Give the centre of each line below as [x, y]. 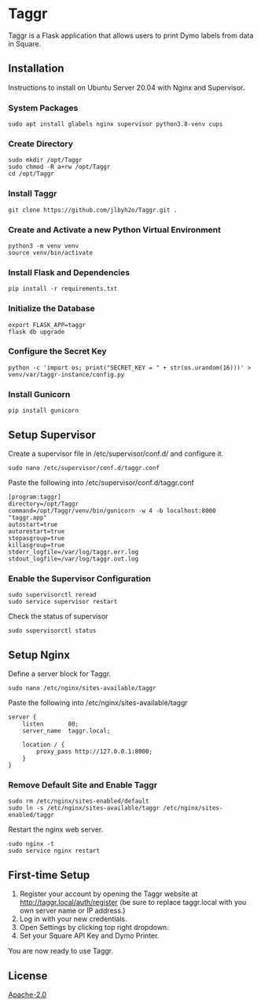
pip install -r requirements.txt [63, 289]
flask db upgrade [37, 332]
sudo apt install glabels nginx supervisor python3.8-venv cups [116, 124]
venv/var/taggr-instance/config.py [66, 374]
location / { [44, 745]
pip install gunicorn [44, 411]
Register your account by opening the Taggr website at [108, 894]
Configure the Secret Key [58, 351]
